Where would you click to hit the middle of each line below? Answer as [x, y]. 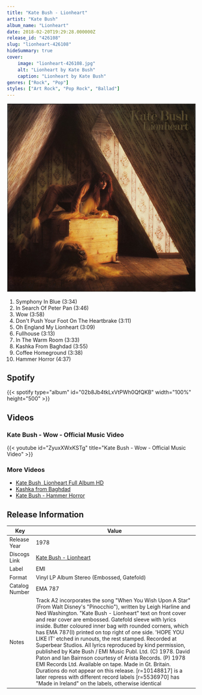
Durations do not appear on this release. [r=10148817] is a [109, 671]
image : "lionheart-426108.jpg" [57, 63]
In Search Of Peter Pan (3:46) [52, 308]
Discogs [19, 554]
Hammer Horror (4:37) [43, 359]
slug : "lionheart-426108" [39, 44]
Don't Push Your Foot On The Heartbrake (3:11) [73, 320]
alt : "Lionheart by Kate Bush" [57, 70]
